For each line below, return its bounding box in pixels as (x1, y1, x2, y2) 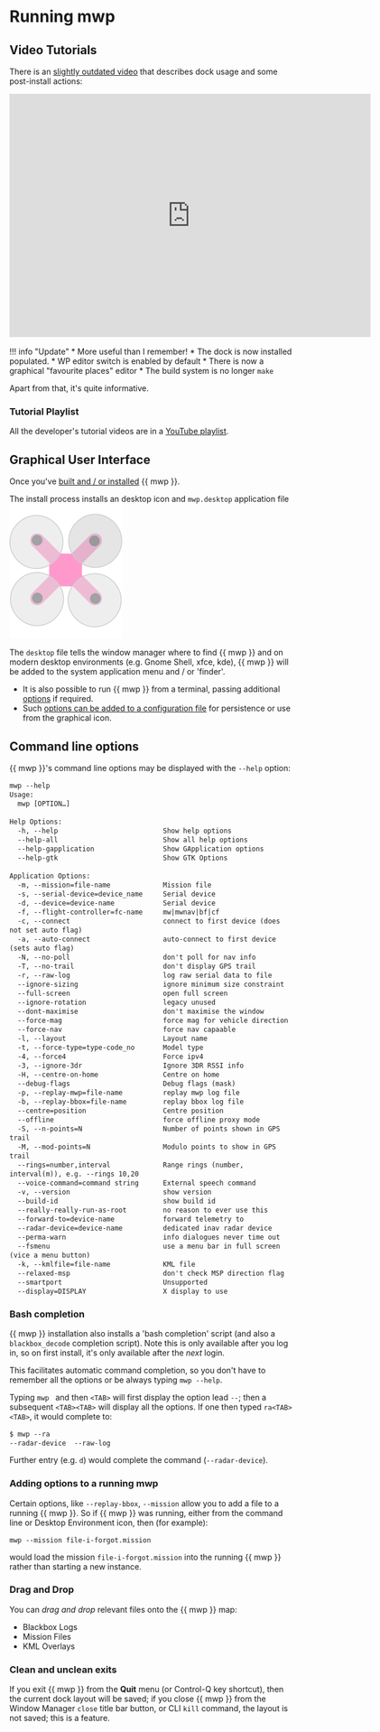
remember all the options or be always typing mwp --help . (9, 1374, 223, 1385)
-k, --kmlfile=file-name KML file (17, 1260, 196, 1269)
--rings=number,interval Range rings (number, (17, 1160, 245, 1169)
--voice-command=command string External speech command (17, 1178, 256, 1187)
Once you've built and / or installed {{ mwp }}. (9, 476, 181, 487)
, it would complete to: (29, 1411, 113, 1422)
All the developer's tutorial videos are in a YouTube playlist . (9, 426, 229, 437)
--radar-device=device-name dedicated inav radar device (17, 1224, 273, 1233)
